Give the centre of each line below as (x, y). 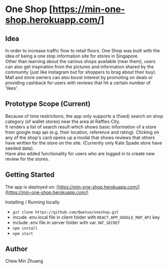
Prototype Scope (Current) (48, 104)
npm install (25, 228)
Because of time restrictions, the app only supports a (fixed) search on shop (84, 116)
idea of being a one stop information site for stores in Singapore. (72, 56)
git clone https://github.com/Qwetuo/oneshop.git (66, 212)
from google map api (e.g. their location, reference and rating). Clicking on (82, 132)
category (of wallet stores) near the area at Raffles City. (63, 121)
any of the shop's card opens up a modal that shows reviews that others (80, 138)
